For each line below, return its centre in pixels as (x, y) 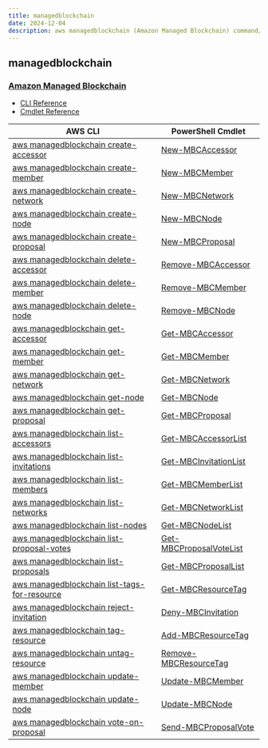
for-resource (37, 595)
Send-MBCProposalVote (207, 727)
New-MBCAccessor (199, 150)
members (30, 490)
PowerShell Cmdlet (208, 131)
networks (30, 512)
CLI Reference (43, 103)
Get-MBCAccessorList (204, 439)
